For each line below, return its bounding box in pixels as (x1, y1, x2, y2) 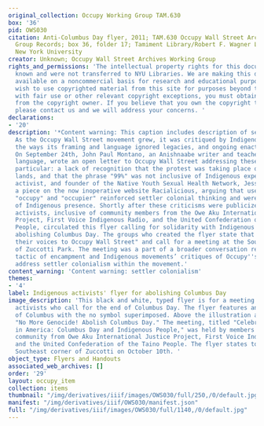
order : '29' (8, 369, 47, 377)
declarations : (8, 114, 55, 122)
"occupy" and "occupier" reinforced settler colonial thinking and (15, 194, 241, 202)
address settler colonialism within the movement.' (15, 260, 189, 268)
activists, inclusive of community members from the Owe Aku (15, 209, 220, 217)
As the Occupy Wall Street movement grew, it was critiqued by (15, 135, 226, 144)
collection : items (8, 384, 68, 392)
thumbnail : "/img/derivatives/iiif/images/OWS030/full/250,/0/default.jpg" (8, 391, 262, 399)
